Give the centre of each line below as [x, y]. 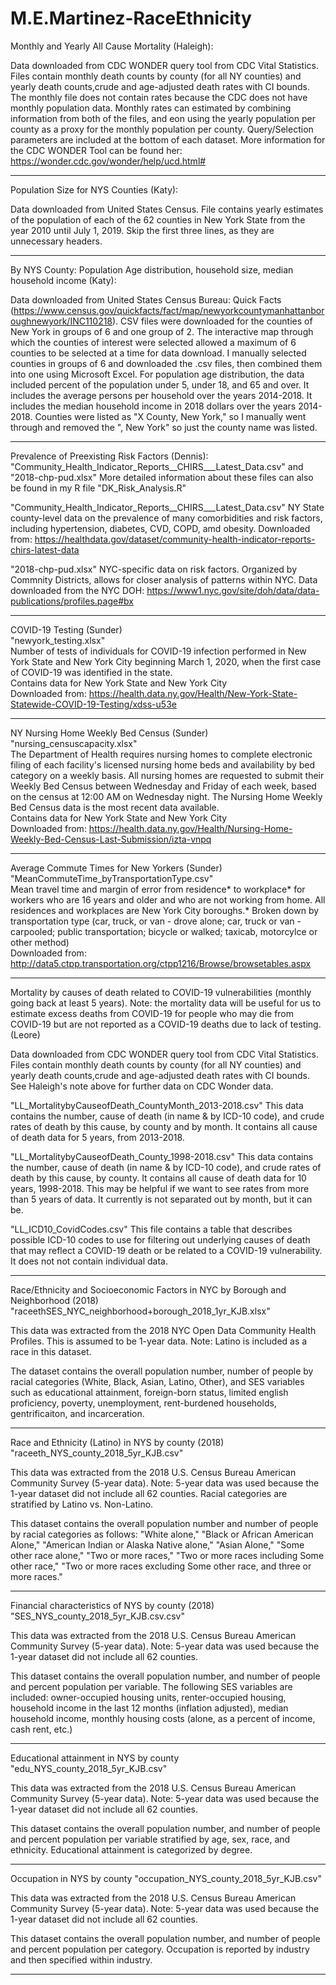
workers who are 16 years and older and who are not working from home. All [168, 899]
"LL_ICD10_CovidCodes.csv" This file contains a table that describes [151, 1229]
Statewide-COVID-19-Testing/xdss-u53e [93, 704]
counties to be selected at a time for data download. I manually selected [158, 353]
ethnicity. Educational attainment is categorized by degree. [131, 1849]
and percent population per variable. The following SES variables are [151, 1686]
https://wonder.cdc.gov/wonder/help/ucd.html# [108, 161]
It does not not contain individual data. [89, 1261]
